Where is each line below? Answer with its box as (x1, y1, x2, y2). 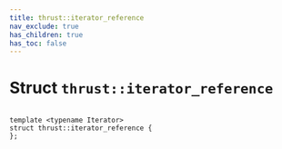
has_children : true (9, 30, 84, 39)
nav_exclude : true (9, 22, 79, 31)
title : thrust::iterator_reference (9, 13, 145, 23)
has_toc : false (9, 38, 67, 48)
